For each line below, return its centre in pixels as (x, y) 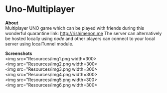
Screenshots (19, 53)
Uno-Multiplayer (40, 9)
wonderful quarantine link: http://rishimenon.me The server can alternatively (83, 33)
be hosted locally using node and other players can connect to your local (80, 39)
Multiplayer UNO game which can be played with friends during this (75, 28)
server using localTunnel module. (39, 44)
